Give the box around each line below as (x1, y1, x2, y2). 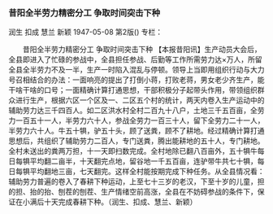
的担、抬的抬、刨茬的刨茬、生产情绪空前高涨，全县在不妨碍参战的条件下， (8, 187, 258, 197)
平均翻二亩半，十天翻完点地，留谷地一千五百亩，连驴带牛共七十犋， (29, 156, 258, 166)
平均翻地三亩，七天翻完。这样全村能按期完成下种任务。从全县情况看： (29, 167, 265, 177)
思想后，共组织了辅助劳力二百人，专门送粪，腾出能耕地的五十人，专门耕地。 (8, 136, 265, 146)
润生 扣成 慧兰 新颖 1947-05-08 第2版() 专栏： (8, 27, 163, 37)
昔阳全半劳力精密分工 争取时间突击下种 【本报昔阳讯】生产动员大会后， (22, 45, 262, 55)
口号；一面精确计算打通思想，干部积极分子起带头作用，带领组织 (43, 85, 258, 95)
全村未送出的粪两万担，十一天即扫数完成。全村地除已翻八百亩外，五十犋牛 (8, 146, 258, 156)
